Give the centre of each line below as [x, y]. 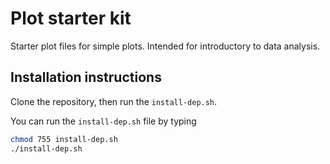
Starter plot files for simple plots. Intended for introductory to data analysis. [165, 46]
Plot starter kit [71, 18]
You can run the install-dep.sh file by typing [103, 121]
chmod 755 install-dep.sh [64, 139]
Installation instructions [86, 77]
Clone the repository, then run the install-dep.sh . [114, 101]
